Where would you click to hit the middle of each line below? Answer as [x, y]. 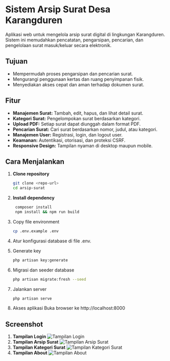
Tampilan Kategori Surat [39, 347]
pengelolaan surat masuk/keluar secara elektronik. [58, 45]
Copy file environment [36, 221]
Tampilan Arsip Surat [35, 342]
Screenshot [24, 324]
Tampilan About [30, 353]
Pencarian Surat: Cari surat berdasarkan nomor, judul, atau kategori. [85, 129]
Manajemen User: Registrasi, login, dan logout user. [68, 134]
